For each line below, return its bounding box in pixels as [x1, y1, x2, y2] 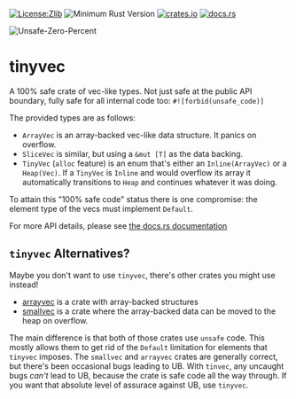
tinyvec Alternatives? [9, 246, 130, 262]
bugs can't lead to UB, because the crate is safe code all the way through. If [9, 370, 287, 380]
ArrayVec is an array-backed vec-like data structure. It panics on [21, 129, 257, 140]
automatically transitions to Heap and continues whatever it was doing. [21, 176, 277, 187]
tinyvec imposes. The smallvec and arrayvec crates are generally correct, [9, 351, 278, 362]
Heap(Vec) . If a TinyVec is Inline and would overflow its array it [21, 167, 251, 177]
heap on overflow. [21, 315, 89, 325]
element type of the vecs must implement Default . [9, 203, 193, 214]
